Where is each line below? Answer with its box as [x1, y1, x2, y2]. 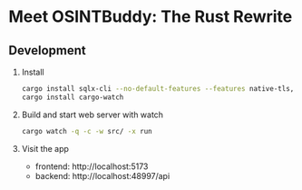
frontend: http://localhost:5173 [34, 161, 149, 172]
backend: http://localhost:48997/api [34, 170, 170, 181]
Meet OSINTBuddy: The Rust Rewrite [8, 6, 293, 27]
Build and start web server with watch [21, 109, 164, 120]
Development [8, 43, 87, 58]
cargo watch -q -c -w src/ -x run [21, 126, 152, 135]
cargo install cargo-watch [21, 93, 124, 102]
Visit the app [21, 143, 70, 154]
